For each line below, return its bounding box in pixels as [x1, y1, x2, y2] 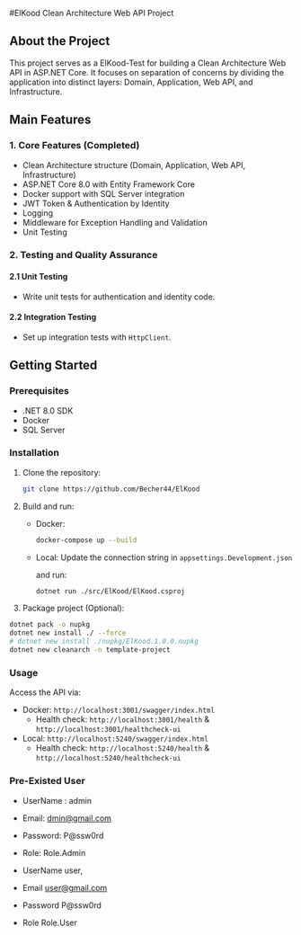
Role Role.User [22, 917, 78, 928]
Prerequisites [9, 385, 69, 397]
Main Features [9, 112, 92, 128]
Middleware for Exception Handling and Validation [22, 217, 208, 227]
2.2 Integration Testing [9, 312, 97, 323]
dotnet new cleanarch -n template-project [9, 646, 171, 654]
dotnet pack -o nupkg [9, 620, 91, 629]
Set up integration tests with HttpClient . [22, 332, 172, 343]
